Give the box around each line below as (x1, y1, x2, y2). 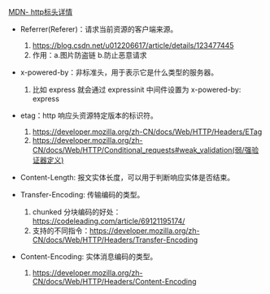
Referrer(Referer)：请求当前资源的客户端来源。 (20, 24, 178, 34)
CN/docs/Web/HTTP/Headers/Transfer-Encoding (32, 235, 198, 244)
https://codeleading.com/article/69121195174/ (32, 216, 185, 226)
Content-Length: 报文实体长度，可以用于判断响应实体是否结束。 (20, 173, 235, 182)
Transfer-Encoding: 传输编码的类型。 (20, 190, 145, 199)
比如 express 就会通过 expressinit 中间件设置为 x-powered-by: (32, 84, 242, 94)
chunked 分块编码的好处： (32, 207, 121, 217)
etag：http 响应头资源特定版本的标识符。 (20, 110, 159, 120)
